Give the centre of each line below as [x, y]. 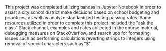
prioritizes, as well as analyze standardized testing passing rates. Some [78, 17]
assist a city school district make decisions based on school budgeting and [82, 12]
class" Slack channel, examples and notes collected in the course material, [82, 28]
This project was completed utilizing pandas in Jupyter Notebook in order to [83, 7]
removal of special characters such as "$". [49, 43]
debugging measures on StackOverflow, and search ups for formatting [78, 33]
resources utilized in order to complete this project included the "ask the [79, 23]
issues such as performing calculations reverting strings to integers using [80, 38]
